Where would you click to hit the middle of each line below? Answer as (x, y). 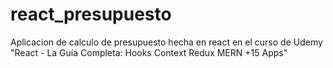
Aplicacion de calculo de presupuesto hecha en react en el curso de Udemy (166, 42)
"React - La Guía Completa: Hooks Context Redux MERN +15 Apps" (149, 52)
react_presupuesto (91, 14)
